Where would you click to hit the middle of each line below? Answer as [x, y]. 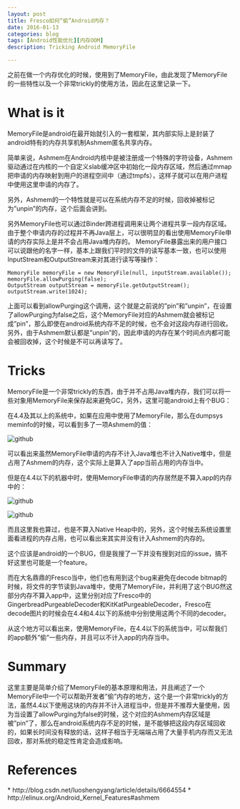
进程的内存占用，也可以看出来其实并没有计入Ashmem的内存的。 [114, 538]
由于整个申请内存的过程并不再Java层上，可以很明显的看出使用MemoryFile [116, 232]
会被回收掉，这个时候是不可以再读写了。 [67, 341]
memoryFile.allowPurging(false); [57, 279]
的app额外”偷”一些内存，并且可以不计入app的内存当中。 [90, 637]
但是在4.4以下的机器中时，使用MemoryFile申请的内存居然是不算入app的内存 [120, 477]
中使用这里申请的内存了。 [45, 184]
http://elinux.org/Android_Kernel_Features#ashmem [84, 798]
